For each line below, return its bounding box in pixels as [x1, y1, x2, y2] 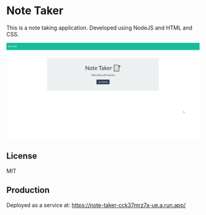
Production [6, 185, 50, 195]
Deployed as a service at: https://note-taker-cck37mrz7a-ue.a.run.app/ [6, 201, 186, 209]
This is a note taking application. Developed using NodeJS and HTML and [6, 24, 193, 31]
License [6, 151, 37, 162]
